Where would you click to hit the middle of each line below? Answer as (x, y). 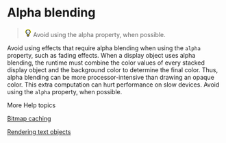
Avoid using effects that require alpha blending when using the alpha (104, 48)
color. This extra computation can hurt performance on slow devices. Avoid (113, 85)
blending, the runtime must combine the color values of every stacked (106, 63)
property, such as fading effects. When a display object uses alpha (101, 55)
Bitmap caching (29, 118)
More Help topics (32, 105)
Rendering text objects (39, 131)
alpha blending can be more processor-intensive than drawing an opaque (111, 77)
